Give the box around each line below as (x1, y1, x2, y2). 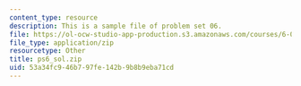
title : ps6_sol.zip (9, 55, 82, 64)
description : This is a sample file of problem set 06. (9, 21, 222, 30)
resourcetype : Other (9, 47, 87, 56)
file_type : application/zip (9, 38, 115, 47)
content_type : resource (9, 13, 99, 22)
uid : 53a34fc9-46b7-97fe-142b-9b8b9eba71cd (9, 64, 175, 73)
